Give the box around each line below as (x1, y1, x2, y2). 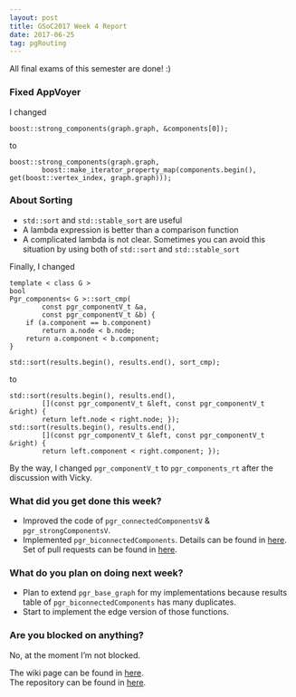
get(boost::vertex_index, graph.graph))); (9, 173, 172, 182)
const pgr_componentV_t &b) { (42, 310, 156, 320)
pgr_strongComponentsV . (22, 525, 111, 536)
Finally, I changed (9, 261, 75, 272)
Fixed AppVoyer (9, 86, 81, 99)
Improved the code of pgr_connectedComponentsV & (22, 515, 211, 526)
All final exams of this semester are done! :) (9, 63, 172, 74)
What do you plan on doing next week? (9, 567, 184, 579)
